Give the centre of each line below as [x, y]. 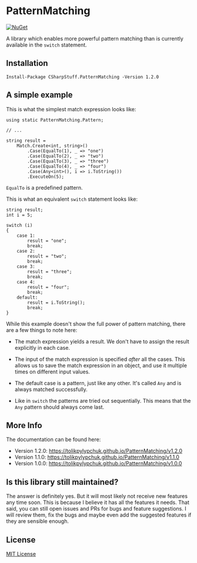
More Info [24, 425]
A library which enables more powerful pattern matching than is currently [95, 38]
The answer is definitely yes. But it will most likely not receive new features [97, 496]
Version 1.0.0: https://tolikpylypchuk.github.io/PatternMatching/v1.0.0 [98, 463]
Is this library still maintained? [62, 482]
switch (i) [19, 225]
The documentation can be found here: [54, 439]
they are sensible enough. [38, 521]
